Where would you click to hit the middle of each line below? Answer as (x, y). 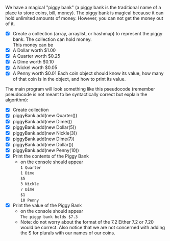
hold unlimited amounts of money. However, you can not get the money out (84, 18)
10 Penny (30, 200)
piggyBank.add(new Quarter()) (45, 116)
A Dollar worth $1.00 (34, 50)
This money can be (33, 45)
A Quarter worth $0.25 (36, 56)
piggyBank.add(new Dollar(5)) (44, 127)
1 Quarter (31, 168)
